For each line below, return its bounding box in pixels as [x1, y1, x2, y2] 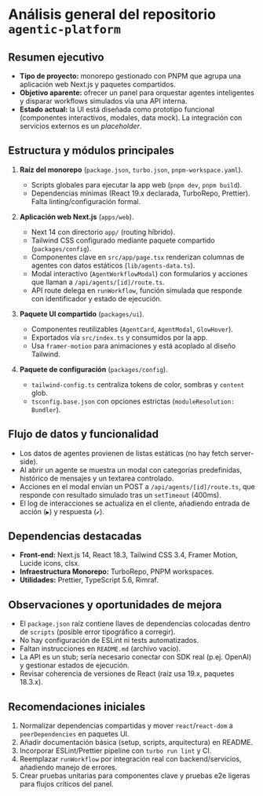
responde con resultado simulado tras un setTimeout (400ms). [19, 490, 221, 499]
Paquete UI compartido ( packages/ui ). [19, 309, 144, 319]
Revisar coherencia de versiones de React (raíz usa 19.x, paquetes [19, 669, 235, 678]
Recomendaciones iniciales [8, 700, 146, 714]
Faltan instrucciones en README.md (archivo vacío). [19, 644, 181, 653]
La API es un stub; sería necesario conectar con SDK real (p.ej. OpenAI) [19, 652, 252, 662]
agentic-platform [8, 22, 122, 37]
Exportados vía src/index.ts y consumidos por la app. [31, 332, 208, 342]
